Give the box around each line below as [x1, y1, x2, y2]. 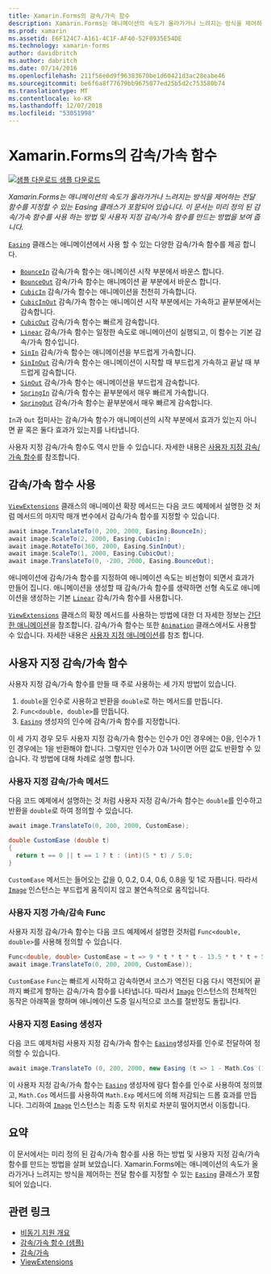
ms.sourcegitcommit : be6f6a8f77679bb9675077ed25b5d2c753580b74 [8, 79, 226, 87]
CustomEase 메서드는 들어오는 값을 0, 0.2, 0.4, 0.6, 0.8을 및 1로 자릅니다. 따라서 [8, 875, 258, 884]
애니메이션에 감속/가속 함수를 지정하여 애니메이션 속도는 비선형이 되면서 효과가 [8, 573, 255, 583]
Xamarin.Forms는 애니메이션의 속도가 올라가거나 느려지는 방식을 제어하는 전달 [8, 191, 256, 202]
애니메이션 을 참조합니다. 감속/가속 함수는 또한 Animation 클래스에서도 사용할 [16, 620, 256, 630]
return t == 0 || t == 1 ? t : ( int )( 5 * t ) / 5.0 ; [15, 851, 194, 859]
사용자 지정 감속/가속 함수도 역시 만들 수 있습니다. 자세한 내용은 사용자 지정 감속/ [8, 441, 261, 452]
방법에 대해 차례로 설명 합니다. [40, 754, 135, 763]
